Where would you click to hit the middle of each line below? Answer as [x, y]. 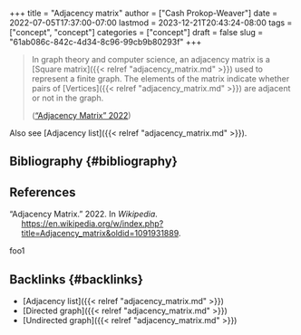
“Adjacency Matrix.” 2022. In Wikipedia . [84, 214]
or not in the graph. [68, 98]
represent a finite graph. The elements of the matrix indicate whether [160, 79]
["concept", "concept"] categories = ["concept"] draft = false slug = [136, 32]
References [43, 192]
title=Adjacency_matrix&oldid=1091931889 [100, 234]
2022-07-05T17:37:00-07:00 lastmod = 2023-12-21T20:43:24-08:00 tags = [151, 23]
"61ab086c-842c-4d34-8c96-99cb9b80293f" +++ [106, 42]
